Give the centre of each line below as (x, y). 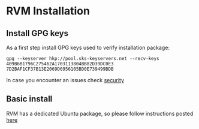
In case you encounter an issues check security (65, 80)
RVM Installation (48, 11)
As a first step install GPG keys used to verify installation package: (88, 47)
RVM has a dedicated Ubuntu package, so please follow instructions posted (100, 113)
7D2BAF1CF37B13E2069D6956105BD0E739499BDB (60, 69)
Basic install (29, 99)
